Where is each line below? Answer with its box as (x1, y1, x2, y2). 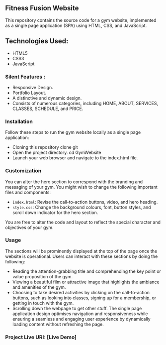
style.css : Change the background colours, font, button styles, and (12, 204, 151, 210)
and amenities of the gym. (12, 284, 66, 290)
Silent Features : (5, 73, 46, 80)
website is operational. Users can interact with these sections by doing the (5, 253, 158, 259)
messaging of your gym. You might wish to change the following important (5, 184, 158, 190)
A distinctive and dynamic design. (12, 95, 82, 101)
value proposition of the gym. (12, 273, 73, 279)
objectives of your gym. (5, 224, 54, 230)
